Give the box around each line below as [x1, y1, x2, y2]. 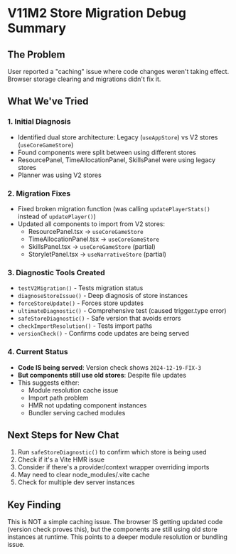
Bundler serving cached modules [28, 408, 126, 417]
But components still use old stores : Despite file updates [17, 371, 187, 379]
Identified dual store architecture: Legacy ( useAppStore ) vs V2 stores [17, 133, 218, 142]
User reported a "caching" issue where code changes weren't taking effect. [7, 68, 230, 75]
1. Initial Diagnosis [7, 117, 71, 127]
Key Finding [7, 499, 62, 511]
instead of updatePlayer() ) [17, 212, 96, 220]
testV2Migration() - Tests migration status [17, 284, 144, 292]
